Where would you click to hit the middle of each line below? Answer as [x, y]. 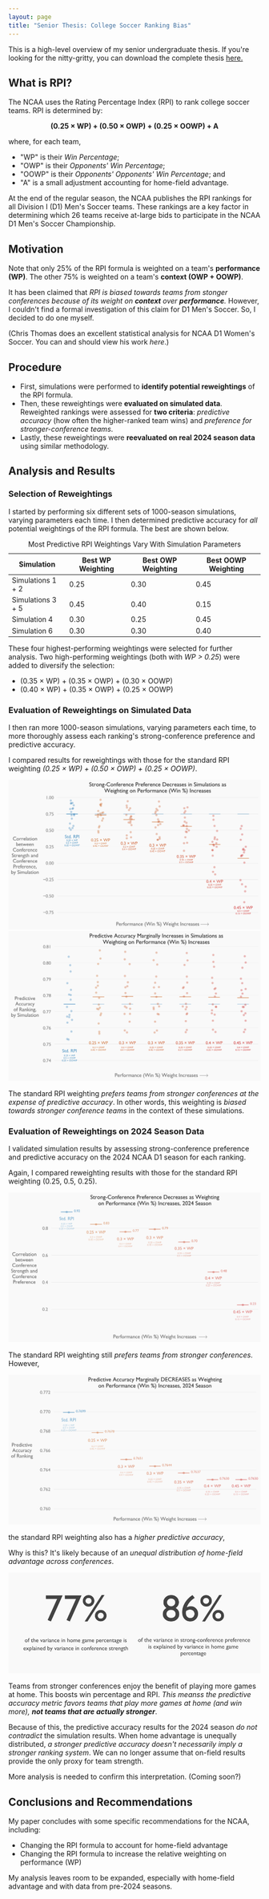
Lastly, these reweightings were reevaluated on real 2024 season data [137, 437]
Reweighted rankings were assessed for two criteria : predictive [125, 412]
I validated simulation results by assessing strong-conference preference [129, 1149]
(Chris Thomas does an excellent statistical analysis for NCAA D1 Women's [132, 333]
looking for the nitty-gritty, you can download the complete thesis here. [126, 58]
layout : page [30, 17]
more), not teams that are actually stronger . [83, 1712]
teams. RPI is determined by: [56, 111]
